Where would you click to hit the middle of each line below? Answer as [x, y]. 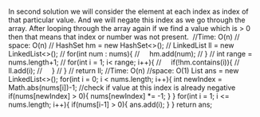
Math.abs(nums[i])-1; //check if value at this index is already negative [122, 88]
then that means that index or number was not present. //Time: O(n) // [124, 37]
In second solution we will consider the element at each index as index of [128, 12]
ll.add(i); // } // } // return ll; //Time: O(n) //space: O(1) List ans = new [124, 70]
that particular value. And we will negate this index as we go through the [127, 20]
